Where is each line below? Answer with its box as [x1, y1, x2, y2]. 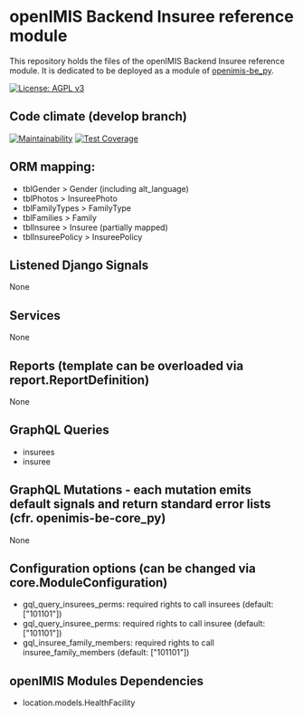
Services [9, 308, 62, 323]
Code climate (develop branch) [9, 109, 187, 124]
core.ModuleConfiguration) [9, 575, 168, 590]
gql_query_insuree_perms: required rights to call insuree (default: [22, 618, 265, 629]
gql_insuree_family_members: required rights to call [22, 637, 215, 648]
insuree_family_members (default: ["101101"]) [22, 647, 190, 658]
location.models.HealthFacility [22, 697, 136, 708]
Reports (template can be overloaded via [9, 358, 244, 373]
